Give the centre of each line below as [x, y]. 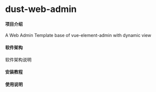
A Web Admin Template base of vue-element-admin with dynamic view [78, 35]
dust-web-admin [41, 9]
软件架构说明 [18, 59]
